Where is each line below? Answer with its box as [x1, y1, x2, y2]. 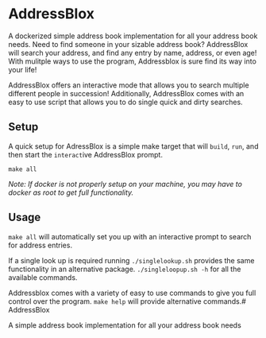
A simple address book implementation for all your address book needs [8, 320, 242, 330]
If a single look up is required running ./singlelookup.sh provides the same [8, 255, 255, 265]
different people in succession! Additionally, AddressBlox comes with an [8, 88, 245, 98]
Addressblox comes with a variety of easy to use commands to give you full [8, 288, 256, 297]
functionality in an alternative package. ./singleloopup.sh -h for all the [8, 264, 241, 274]
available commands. [8, 272, 78, 282]
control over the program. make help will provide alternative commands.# [8, 296, 246, 306]
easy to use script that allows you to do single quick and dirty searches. [8, 97, 244, 107]
